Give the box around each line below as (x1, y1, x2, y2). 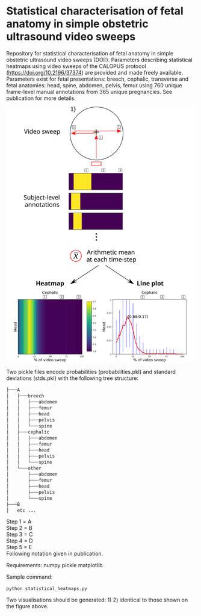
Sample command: (6, 573, 53, 580)
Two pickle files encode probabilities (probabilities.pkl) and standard (6, 369, 176, 375)
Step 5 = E (6, 544, 32, 550)
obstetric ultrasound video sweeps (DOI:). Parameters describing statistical (6, 56, 193, 63)
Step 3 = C (6, 531, 33, 538)
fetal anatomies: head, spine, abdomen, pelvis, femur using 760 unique (6, 81, 182, 89)
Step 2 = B (6, 524, 32, 531)
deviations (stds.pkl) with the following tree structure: (6, 375, 138, 382)
